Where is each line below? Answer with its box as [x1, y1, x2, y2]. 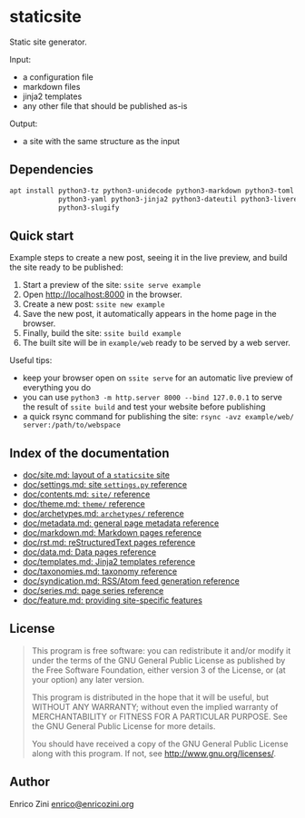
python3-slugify [57, 202, 120, 212]
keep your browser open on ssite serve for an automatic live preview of [22, 372, 293, 383]
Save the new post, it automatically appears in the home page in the [22, 309, 277, 320]
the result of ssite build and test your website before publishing [22, 401, 266, 412]
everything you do [22, 382, 92, 393]
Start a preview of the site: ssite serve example [22, 280, 202, 291]
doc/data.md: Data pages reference [22, 547, 157, 557]
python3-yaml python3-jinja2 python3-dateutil [57, 194, 238, 203]
